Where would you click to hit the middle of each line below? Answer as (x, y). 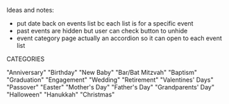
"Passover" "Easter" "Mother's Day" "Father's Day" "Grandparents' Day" (111, 87)
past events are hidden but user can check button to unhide (102, 31)
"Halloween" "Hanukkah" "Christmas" (61, 94)
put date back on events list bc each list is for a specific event (105, 23)
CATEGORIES (26, 59)
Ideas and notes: (31, 10)
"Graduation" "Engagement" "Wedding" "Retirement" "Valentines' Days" (110, 80)
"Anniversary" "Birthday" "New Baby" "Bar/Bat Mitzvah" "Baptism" (102, 72)
